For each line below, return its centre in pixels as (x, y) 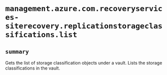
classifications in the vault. (33, 68)
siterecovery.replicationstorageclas (84, 26)
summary (17, 51)
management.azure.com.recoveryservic (84, 9)
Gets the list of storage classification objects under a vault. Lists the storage (84, 63)
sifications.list (41, 35)
